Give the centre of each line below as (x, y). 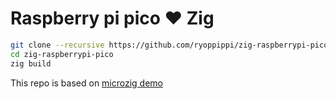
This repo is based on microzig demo (87, 83)
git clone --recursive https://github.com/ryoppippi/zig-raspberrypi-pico (169, 45)
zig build (31, 63)
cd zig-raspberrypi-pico (62, 54)
